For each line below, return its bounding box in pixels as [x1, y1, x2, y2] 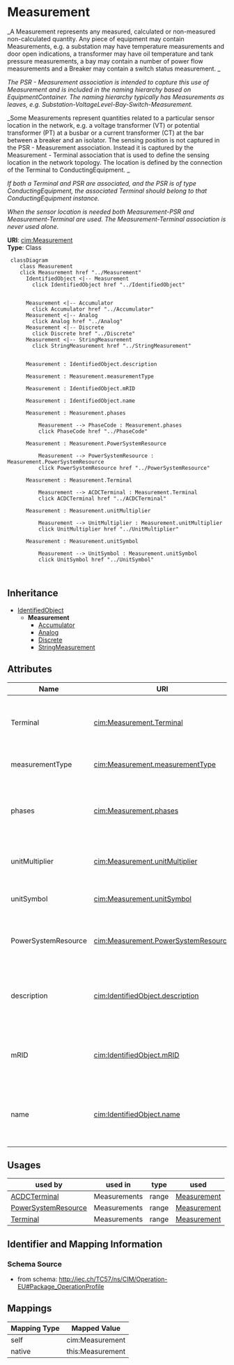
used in [105, 1180, 131, 1190]
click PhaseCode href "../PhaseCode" [38, 427, 148, 435]
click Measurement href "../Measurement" [19, 269, 141, 276]
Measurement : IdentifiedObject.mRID [25, 385, 136, 392]
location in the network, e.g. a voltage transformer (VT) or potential [7, 121, 200, 129]
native [10, 1346, 31, 1356]
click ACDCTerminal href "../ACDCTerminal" [38, 495, 167, 502]
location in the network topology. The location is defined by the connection [7, 158, 223, 166]
